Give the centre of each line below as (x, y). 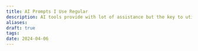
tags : (13, 33)
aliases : (17, 22)
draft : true (21, 28)
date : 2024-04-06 (27, 39)
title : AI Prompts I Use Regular (47, 11)
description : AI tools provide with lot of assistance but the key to (95, 17)
